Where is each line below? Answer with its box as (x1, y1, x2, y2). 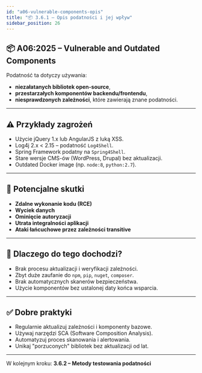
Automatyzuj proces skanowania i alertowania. (14, 336, 131, 343)
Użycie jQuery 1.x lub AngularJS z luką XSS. (14, 135, 124, 142)
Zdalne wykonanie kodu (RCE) (14, 200, 92, 207)
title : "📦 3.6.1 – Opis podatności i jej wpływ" (6, 14, 133, 21)
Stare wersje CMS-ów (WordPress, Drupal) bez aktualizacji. (14, 155, 163, 162)
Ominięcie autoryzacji (14, 212, 72, 220)
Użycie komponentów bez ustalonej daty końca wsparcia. (14, 284, 158, 292)
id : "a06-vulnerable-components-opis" (6, 8, 103, 15)
